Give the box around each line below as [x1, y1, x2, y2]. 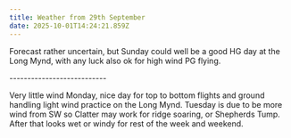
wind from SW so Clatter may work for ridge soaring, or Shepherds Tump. [9, 109, 281, 119]
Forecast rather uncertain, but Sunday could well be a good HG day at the [9, 45, 281, 56]
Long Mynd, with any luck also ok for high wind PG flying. [9, 55, 221, 66]
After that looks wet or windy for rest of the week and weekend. [9, 118, 244, 129]
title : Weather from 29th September [9, 12, 145, 22]
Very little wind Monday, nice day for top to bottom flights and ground [9, 90, 265, 101]
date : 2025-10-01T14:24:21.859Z [9, 21, 129, 30]
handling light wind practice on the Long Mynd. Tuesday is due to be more [9, 99, 283, 110]
